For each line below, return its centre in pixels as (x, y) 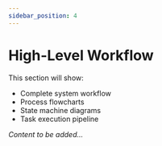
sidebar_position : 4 (43, 16)
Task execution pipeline (59, 119)
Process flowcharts (52, 102)
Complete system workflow (65, 93)
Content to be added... (46, 134)
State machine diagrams (60, 110)
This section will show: (46, 78)
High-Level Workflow (81, 55)
